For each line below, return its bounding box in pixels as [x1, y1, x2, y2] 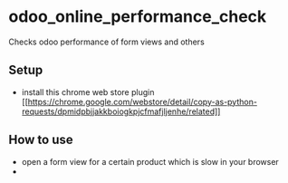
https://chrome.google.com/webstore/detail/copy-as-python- [27, 96, 257, 107]
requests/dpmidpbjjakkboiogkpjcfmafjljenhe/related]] [21, 106, 221, 117]
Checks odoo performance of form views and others [8, 36, 205, 47]
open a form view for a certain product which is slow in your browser [21, 156, 280, 167]
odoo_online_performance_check [8, 6, 267, 27]
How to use [8, 132, 73, 148]
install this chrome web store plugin [21, 86, 155, 97]
